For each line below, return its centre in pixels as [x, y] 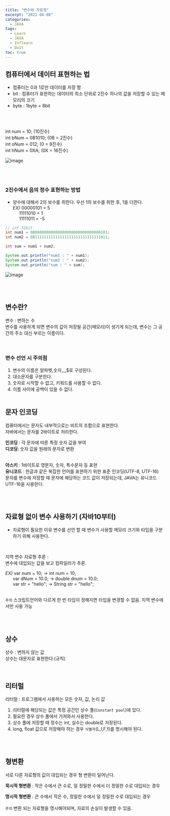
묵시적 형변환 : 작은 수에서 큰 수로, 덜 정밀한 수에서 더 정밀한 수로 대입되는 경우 [83, 786]
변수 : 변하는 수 [20, 320]
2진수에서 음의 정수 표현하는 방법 [43, 190]
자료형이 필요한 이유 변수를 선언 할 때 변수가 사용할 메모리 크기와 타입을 [83, 530]
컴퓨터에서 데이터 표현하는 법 [48, 74]
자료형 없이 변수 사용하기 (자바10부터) [61, 517]
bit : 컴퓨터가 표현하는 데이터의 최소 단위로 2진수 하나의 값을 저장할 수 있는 [86, 94]
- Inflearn [21, 43]
